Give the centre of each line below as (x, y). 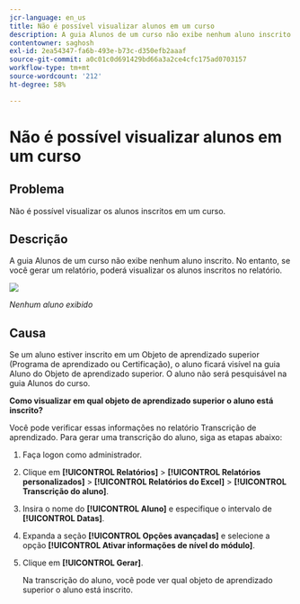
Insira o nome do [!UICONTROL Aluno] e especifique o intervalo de (147, 509)
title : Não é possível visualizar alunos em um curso (112, 26)
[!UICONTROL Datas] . (63, 518)
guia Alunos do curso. (50, 383)
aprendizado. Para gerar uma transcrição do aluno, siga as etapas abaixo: (146, 437)
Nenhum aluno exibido (51, 305)
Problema (37, 189)
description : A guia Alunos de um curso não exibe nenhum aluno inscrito (150, 34)
